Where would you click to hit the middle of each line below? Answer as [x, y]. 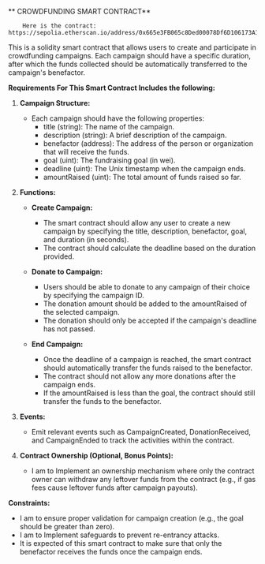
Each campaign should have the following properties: [118, 118]
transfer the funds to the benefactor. [102, 401]
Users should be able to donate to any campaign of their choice [147, 287]
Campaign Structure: [55, 103]
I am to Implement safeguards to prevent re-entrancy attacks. [119, 535]
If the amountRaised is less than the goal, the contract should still [149, 393]
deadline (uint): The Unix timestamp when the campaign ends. [144, 168]
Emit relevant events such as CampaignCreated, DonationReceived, [141, 432]
